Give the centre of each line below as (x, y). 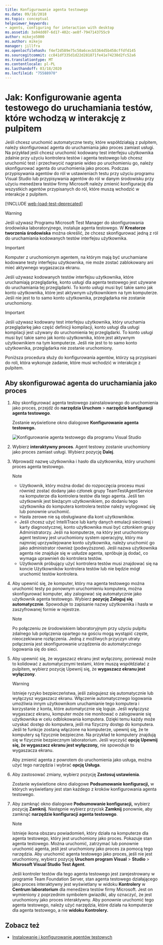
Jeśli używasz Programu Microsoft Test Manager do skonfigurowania (74, 223)
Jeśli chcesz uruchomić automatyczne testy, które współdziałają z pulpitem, (81, 142)
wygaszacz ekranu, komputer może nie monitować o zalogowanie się (82, 714)
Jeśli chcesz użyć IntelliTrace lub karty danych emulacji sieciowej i (86, 522)
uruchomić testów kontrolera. (49, 574)
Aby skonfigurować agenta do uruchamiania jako (81, 383)
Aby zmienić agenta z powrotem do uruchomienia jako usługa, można (82, 760)
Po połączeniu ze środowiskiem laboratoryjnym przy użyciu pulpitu (79, 628)
